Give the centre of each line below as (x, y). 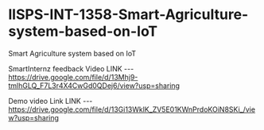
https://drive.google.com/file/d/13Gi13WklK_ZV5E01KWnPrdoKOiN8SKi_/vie (132, 109)
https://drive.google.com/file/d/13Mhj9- (73, 77)
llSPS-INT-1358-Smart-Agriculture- (128, 15)
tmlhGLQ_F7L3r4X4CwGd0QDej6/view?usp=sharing (94, 86)
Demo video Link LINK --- (50, 101)
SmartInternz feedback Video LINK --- (71, 68)
